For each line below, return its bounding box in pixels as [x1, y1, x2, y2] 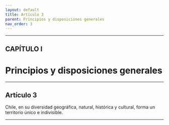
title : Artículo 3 [5, 12, 44, 17]
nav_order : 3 [5, 21, 33, 27]
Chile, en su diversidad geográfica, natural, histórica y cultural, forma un [5, 104, 155, 110]
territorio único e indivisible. [5, 109, 63, 115]
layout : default [5, 7, 39, 13]
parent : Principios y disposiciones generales [5, 17, 105, 22]
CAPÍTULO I [5, 45, 43, 53]
